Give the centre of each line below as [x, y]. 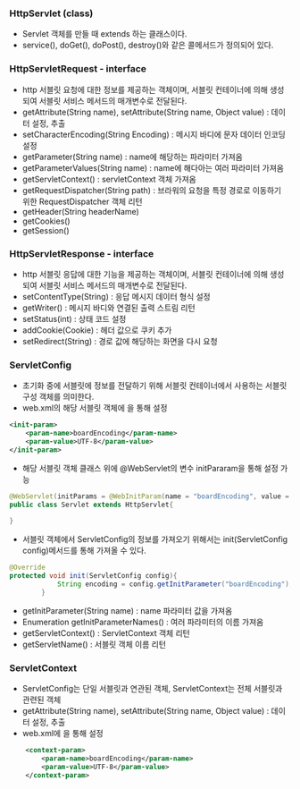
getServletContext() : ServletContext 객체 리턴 [106, 632]
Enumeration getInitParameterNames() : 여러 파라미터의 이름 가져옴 [143, 622]
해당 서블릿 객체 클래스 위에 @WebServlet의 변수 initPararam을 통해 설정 [150, 468]
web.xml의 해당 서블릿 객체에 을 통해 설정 [95, 408]
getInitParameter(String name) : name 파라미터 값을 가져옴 [127, 610]
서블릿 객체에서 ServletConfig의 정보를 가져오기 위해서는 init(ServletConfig [155, 539]
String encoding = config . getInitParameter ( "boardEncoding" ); [175, 584]
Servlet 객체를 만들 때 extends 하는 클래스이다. [104, 34]
